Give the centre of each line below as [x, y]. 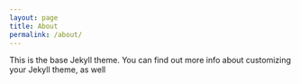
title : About [34, 26]
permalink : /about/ [46, 34]
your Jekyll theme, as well [58, 70]
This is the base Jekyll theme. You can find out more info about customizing [150, 61]
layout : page [34, 18]
